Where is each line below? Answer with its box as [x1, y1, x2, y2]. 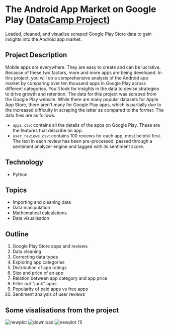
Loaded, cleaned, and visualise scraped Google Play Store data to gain [5, 31, 152, 37]
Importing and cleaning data [12, 199, 71, 205]
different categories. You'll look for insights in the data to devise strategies [5, 86, 159, 92]
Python [12, 171, 28, 177]
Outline [5, 230, 29, 238]
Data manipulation [12, 205, 50, 211]
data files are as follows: [5, 112, 56, 118]
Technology [5, 158, 44, 167]
